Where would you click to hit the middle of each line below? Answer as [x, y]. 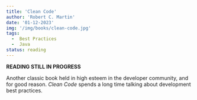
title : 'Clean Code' [32, 11]
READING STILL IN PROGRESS [43, 66]
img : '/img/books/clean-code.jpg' [49, 28]
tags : [13, 34]
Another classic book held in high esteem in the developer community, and [97, 78]
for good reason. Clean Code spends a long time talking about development [98, 84]
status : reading [26, 50]
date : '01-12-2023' [30, 22]
